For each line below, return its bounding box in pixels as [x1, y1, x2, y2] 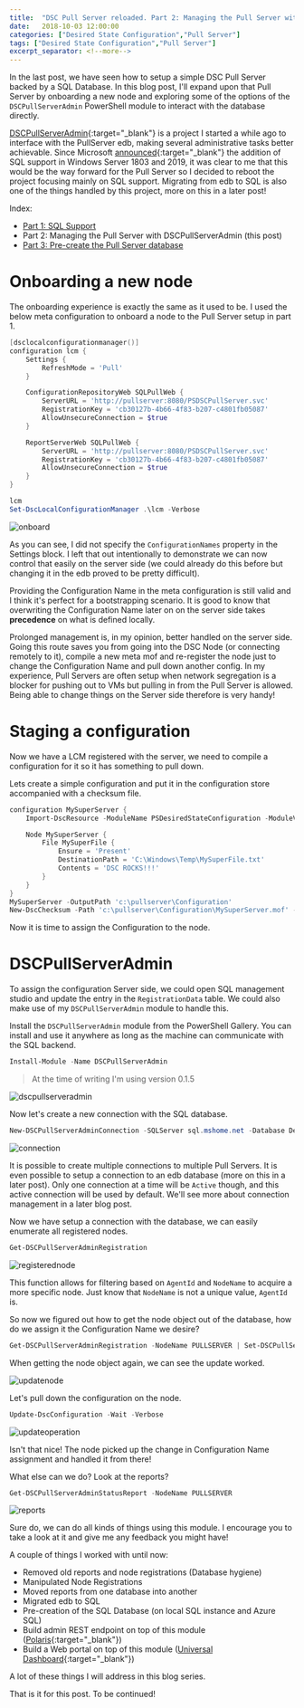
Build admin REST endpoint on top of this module [22, 1625, 206, 1636]
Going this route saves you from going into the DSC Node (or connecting [9, 641, 280, 652]
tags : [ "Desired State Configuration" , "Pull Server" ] [9, 38, 217, 48]
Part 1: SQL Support [22, 221, 97, 232]
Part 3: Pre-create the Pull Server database [22, 240, 184, 251]
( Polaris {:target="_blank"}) [22, 1635, 122, 1646]
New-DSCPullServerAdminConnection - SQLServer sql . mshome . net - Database [9, 1126, 285, 1136]
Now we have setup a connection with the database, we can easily [9, 1216, 258, 1226]
